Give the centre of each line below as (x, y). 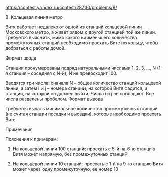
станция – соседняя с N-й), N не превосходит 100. (63, 73)
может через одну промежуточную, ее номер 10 (66, 169)
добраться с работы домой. (35, 48)
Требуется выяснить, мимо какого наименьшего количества (71, 38)
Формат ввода (21, 58)
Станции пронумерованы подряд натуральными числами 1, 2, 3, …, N (81, 68)
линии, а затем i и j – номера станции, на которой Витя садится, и (76, 88)
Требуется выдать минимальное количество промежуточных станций (81, 109)
